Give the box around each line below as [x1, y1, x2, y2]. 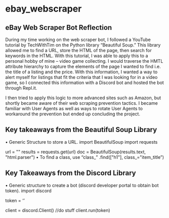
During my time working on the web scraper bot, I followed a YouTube [5, 36, 151, 42]
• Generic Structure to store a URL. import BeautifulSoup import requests [5, 139, 158, 145]
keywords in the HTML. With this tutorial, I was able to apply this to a [5, 53, 148, 59]
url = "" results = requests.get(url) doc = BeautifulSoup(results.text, [5, 149, 146, 155]
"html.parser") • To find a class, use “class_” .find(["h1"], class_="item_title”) [5, 154, 164, 160]
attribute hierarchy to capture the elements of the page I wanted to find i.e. [5, 64, 161, 69]
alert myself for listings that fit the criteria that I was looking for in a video [5, 74, 158, 80]
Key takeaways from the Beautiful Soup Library [5, 125, 157, 134]
